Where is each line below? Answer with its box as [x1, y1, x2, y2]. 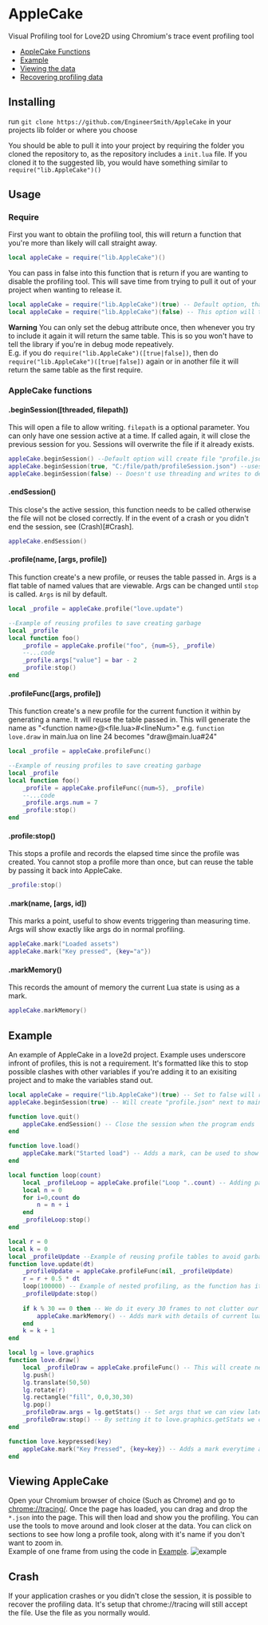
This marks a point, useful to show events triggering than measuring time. [8, 916, 251, 926]
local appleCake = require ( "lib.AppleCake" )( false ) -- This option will [8, 309, 255, 317]
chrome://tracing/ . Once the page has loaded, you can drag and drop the [8, 1504, 248, 1514]
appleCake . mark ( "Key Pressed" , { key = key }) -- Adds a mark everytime [22, 1444, 255, 1453]
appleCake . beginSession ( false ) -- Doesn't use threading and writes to [8, 469, 251, 478]
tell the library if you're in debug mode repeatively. [8, 340, 174, 349]
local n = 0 [22, 1186, 62, 1194]
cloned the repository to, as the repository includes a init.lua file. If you [8, 149, 247, 158]
